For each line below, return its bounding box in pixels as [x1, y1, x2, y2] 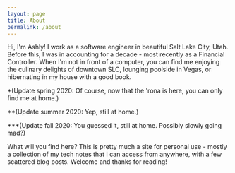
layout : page [7, 10, 46, 18]
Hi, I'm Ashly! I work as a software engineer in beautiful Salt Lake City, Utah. [7, 43, 229, 52]
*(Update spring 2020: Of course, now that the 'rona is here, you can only [7, 86, 224, 95]
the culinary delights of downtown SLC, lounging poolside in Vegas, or [7, 65, 212, 74]
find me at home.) [7, 94, 59, 102]
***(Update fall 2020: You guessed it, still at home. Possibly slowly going [7, 121, 222, 130]
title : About [7, 17, 46, 24]
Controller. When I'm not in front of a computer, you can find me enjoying [7, 58, 220, 66]
